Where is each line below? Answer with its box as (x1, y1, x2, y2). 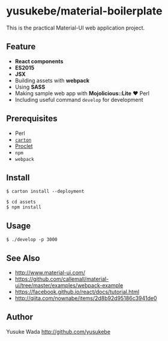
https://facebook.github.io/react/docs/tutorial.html (14, 288, 140, 295)
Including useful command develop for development (14, 96, 143, 103)
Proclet (14, 142, 33, 149)
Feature (6, 42, 36, 52)
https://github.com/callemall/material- (14, 275, 109, 283)
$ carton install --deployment (6, 189, 85, 195)
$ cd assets (6, 199, 36, 205)
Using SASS (14, 83, 46, 90)
